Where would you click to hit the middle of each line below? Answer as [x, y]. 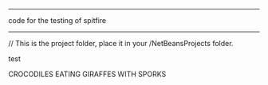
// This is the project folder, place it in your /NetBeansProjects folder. [121, 43]
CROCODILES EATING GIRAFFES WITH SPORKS [87, 74]
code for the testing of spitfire [57, 20]
